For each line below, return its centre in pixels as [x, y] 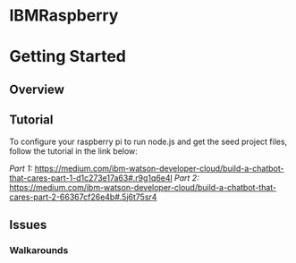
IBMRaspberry [64, 16]
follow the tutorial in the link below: [74, 151]
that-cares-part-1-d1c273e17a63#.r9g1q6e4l [91, 178]
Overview [37, 89]
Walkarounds [39, 250]
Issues [28, 225]
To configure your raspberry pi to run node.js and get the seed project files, [148, 141]
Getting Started [68, 57]
